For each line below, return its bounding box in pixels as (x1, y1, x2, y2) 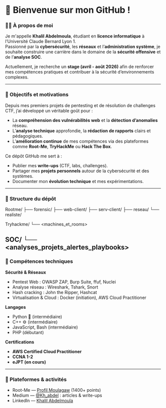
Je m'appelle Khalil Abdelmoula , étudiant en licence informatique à (5, 33, 145, 39)
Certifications (5, 339, 35, 345)
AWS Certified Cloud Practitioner (12, 348, 82, 354)
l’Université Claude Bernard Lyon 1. (5, 38, 77, 44)
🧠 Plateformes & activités (5, 376, 67, 383)
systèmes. (12, 173, 34, 179)
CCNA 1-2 (12, 354, 34, 360)
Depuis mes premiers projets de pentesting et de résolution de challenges (5, 102, 156, 108)
